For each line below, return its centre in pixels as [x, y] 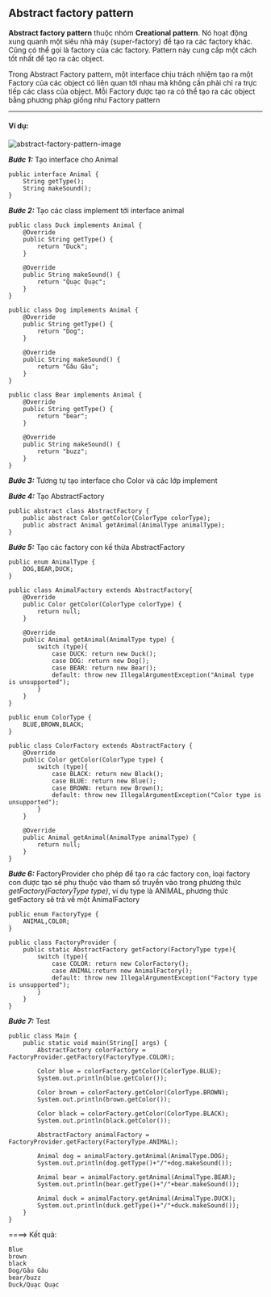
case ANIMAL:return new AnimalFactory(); [122, 971]
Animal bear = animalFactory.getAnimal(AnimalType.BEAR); [137, 1177]
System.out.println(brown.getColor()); [104, 1100]
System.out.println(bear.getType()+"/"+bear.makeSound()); [139, 1185]
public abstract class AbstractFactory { [79, 511]
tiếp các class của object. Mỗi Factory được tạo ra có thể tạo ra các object [132, 91]
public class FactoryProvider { [63, 943]
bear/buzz [25, 1278]
